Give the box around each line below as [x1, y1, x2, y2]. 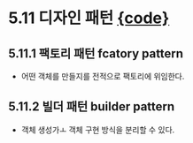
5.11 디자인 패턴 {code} [8, 8, 170, 28]
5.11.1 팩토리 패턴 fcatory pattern [8, 46, 183, 61]
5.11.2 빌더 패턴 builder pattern [8, 99, 175, 115]
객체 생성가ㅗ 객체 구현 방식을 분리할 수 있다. [20, 124, 175, 135]
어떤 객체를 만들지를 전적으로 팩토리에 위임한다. [20, 71, 185, 81]
